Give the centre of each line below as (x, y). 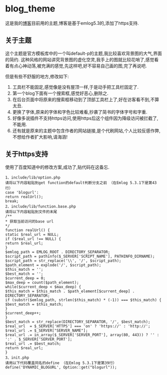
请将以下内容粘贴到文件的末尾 (31, 212)
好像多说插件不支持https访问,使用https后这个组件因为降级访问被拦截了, (85, 118)
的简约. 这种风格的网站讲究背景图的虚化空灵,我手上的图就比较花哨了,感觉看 (82, 59)
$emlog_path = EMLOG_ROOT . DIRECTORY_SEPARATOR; (58, 252)
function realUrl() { (28, 230)
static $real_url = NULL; (32, 234)
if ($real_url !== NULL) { (33, 239)
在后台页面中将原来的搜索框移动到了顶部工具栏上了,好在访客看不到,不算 (86, 99)
